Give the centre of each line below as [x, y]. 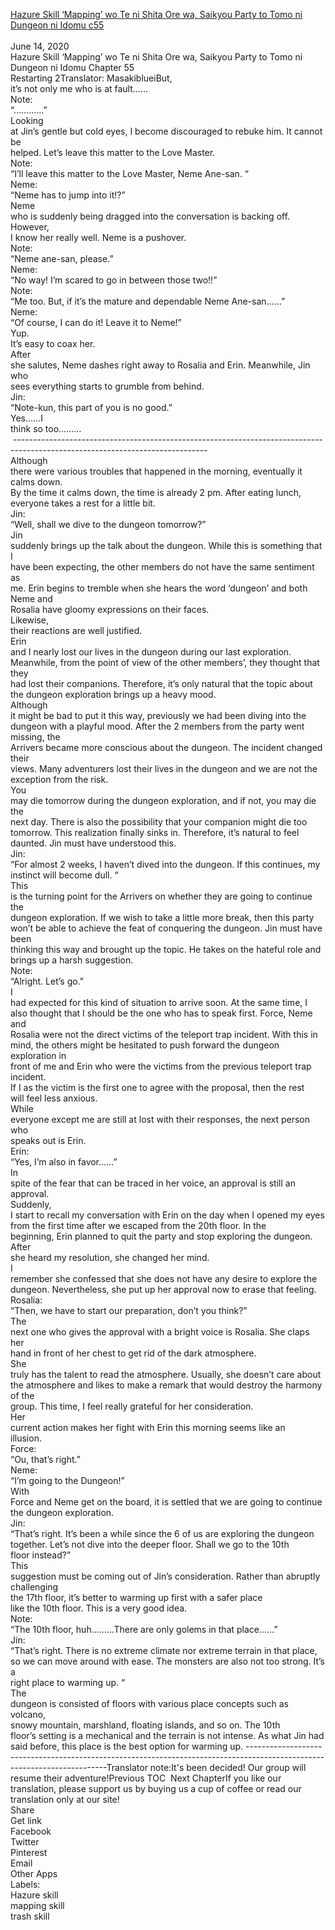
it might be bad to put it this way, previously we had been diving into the [158, 715]
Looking [27, 120]
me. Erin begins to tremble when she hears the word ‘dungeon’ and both [159, 588]
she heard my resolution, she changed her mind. [110, 1257]
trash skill [30, 1916]
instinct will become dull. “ [64, 875]
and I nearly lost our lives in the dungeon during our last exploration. [151, 652]
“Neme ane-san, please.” [62, 258]
